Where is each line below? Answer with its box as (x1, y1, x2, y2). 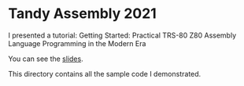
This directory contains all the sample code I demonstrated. (8, 69, 201, 78)
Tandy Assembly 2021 (8, 5, 157, 23)
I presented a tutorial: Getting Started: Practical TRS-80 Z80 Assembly (8, 30, 237, 40)
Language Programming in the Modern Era (8, 38, 146, 48)
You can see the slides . (8, 54, 84, 63)
